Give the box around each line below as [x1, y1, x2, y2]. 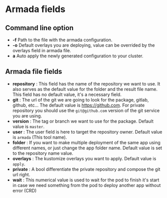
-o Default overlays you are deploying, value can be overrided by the [12, 42, 155, 48]
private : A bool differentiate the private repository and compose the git [12, 166, 160, 172]
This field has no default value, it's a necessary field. [12, 91, 122, 97]
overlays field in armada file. [12, 48, 71, 53]
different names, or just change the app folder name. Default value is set [12, 145, 162, 151]
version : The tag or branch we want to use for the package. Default [12, 118, 154, 124]
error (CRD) [12, 187, 37, 193]
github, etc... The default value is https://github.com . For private [12, 102, 145, 108]
